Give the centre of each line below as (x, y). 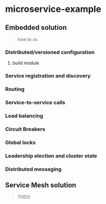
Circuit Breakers (25, 129)
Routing (15, 89)
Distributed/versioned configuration (50, 52)
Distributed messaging (33, 169)
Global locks (20, 142)
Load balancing (24, 116)
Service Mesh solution (41, 185)
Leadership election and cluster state (51, 156)
